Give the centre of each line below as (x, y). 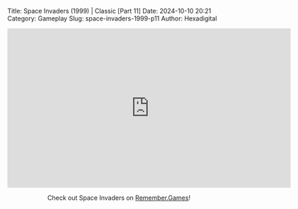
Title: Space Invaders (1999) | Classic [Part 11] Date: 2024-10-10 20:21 (109, 11)
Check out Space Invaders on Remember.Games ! (119, 198)
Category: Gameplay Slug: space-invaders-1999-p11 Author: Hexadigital (112, 18)
